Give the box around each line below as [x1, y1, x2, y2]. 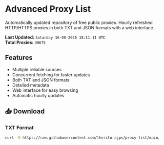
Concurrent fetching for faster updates [12, 72, 90, 78]
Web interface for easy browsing [12, 87, 78, 93]
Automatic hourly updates [12, 92, 64, 98]
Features [5, 54, 33, 62]
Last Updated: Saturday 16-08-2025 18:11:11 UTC [5, 34, 106, 40]
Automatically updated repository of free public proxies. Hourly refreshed [5, 20, 153, 25]
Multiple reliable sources [12, 66, 62, 72]
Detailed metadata [12, 82, 49, 88]
